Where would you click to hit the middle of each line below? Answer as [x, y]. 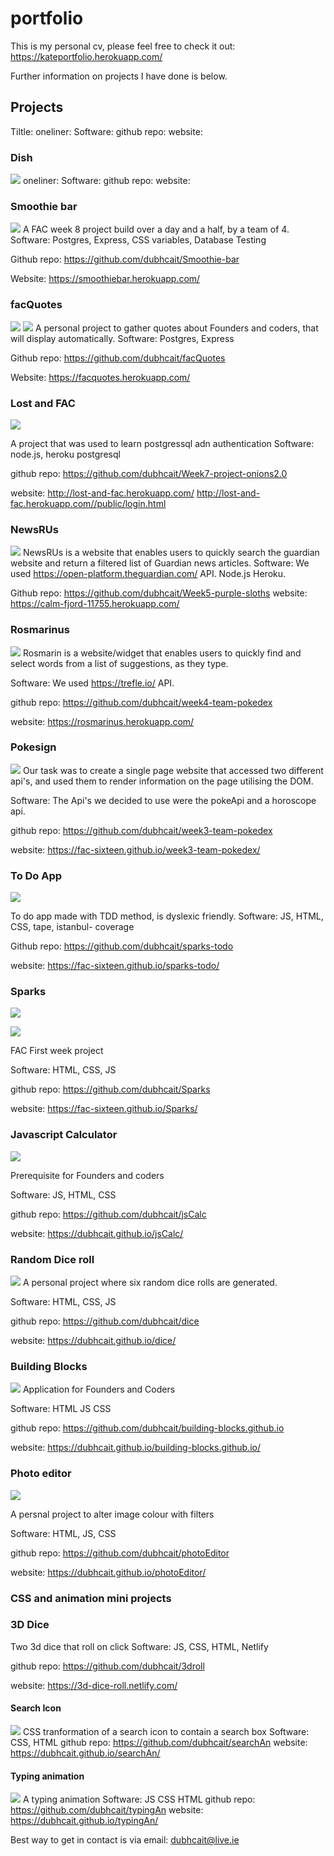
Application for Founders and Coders [99, 1389]
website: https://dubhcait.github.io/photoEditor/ [108, 1572]
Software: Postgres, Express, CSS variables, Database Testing [138, 240]
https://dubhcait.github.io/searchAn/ [85, 1753]
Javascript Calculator [64, 1135]
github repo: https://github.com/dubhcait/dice [105, 1321]
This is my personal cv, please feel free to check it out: [123, 46]
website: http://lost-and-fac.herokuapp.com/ [102, 493]
